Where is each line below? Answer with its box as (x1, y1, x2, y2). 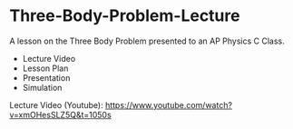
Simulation (22, 82, 63, 93)
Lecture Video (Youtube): (9, 99, 103, 110)
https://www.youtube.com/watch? (104, 99, 233, 110)
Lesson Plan (22, 63, 69, 74)
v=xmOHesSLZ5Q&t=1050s (9, 109, 112, 120)
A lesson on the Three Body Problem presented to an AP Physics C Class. (9, 35, 285, 46)
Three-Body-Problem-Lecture (9, 5, 240, 26)
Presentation (22, 72, 71, 83)
